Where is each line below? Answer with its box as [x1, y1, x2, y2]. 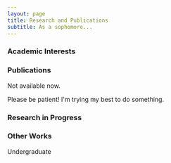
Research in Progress [7, 112, 82, 122]
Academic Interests [7, 46, 76, 56]
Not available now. [7, 81, 61, 90]
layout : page [7, 10, 46, 18]
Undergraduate [7, 147, 51, 155]
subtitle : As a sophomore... [7, 23, 93, 30]
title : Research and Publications [7, 17, 109, 24]
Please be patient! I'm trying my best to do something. [7, 95, 164, 103]
